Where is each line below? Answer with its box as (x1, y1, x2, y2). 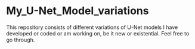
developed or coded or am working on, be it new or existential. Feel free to (6, 30, 190, 37)
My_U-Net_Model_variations (6, 4, 149, 18)
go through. (6, 36, 35, 43)
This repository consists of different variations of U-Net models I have (6, 24, 178, 31)
